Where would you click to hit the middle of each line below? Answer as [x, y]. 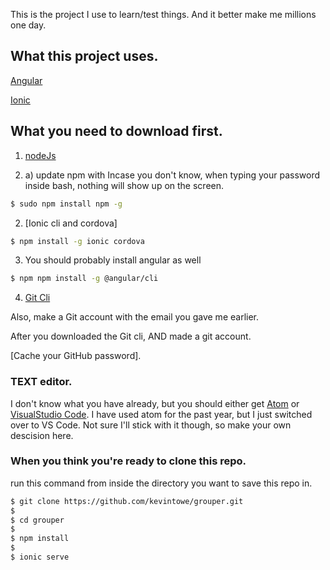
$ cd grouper [37, 520]
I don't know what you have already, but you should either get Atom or [155, 403]
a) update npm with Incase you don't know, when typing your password [172, 175]
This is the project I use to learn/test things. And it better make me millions [163, 14]
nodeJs [40, 155]
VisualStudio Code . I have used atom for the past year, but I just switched [161, 414]
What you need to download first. [116, 131]
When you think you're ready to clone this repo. [128, 461]
